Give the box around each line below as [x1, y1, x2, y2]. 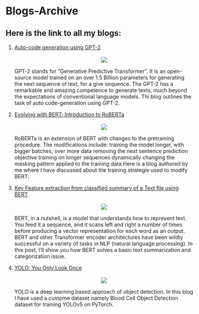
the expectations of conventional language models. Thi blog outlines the [14, 93, 192, 100]
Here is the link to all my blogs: [5, 28, 122, 38]
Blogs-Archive [5, 4, 79, 18]
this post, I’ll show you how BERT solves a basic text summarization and [14, 247, 191, 253]
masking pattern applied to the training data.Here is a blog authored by [14, 160, 188, 167]
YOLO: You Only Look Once [14, 264, 82, 271]
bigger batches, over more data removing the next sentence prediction [14, 147, 188, 155]
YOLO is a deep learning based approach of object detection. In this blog [14, 288, 194, 295]
